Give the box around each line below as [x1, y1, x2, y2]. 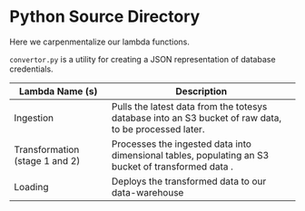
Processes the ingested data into [112, 138, 252, 150]
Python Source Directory [9, 6, 201, 27]
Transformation [14, 143, 80, 156]
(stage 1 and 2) [14, 154, 81, 167]
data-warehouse [112, 186, 184, 198]
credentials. [9, 63, 54, 74]
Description [175, 84, 228, 97]
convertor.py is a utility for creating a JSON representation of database [9, 53, 276, 64]
